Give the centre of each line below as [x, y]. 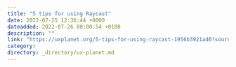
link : [15, 40]
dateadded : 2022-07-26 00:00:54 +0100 [64, 27]
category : [22, 46]
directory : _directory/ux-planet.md [61, 53]
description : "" [31, 33]
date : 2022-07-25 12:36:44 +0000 [56, 20]
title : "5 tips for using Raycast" [59, 14]
